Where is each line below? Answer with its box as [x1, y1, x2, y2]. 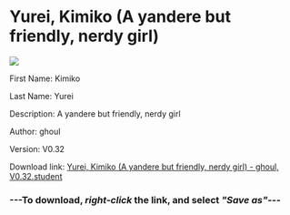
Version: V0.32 [9, 143, 65, 154]
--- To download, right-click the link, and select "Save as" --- [9, 193, 282, 206]
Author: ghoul [9, 126, 61, 137]
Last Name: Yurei [9, 90, 75, 101]
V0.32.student [9, 170, 63, 181]
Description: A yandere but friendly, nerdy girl [9, 107, 181, 119]
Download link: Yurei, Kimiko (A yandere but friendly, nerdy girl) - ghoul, [9, 161, 279, 172]
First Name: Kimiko [9, 73, 81, 84]
